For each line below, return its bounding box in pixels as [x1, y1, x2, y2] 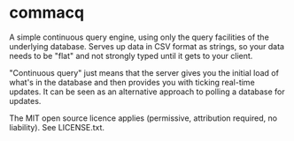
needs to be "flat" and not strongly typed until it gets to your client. [9, 50, 253, 61]
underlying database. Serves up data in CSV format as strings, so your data [9, 41, 285, 51]
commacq [9, 3, 85, 23]
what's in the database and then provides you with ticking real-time [9, 77, 255, 87]
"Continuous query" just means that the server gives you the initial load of [9, 67, 279, 78]
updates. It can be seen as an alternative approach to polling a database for [9, 86, 285, 97]
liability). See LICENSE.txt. [9, 122, 104, 132]
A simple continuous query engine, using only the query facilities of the [9, 32, 270, 42]
